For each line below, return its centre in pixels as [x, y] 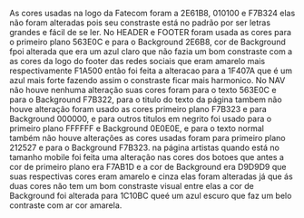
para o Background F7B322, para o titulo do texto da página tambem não [146, 100]
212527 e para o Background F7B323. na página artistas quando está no [144, 147]
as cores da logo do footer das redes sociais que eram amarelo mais [137, 61]
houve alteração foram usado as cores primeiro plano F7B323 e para [138, 109]
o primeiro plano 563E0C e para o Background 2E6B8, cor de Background [147, 42]
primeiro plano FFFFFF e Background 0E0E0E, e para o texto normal [137, 128]
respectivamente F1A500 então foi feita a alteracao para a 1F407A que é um [151, 71]
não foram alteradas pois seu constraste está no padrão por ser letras [140, 23]
